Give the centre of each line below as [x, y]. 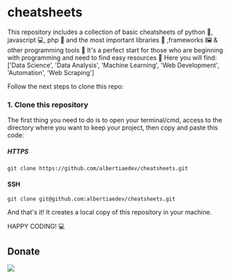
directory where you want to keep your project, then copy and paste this [113, 127]
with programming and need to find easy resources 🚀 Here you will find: [112, 57]
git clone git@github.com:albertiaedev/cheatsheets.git [91, 199]
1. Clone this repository [48, 105]
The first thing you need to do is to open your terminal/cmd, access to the [115, 120]
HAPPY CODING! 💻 [36, 227]
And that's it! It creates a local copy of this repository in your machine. [110, 212]
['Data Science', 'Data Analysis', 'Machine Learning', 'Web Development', [113, 65]
